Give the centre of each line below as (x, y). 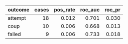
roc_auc (90, 10)
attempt (17, 18)
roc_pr (112, 10)
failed (14, 34)
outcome (19, 10)
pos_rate (65, 10)
